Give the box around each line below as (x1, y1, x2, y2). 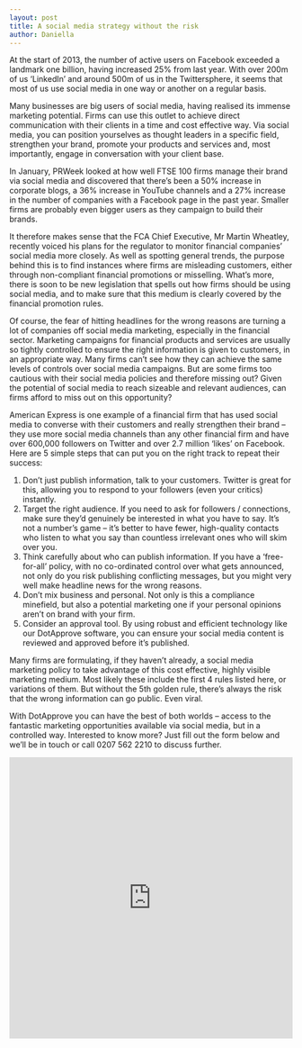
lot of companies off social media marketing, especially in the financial (9, 325, 271, 336)
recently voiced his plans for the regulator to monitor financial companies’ (9, 240, 283, 252)
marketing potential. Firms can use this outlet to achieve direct (9, 110, 241, 122)
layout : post (9, 13, 58, 23)
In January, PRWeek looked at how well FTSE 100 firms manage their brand (9, 166, 289, 176)
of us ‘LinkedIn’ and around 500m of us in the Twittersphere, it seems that (9, 74, 283, 85)
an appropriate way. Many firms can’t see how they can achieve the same (9, 354, 282, 365)
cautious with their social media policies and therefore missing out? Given (9, 373, 282, 384)
